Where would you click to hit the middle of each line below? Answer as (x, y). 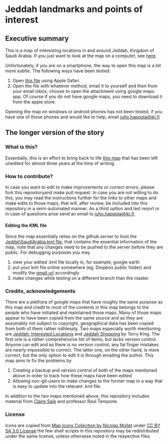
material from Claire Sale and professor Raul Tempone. (62, 401)
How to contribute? (29, 176)
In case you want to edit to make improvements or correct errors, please (80, 187)
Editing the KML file (26, 225)
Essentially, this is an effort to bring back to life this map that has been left (81, 158)
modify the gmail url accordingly (46, 273)
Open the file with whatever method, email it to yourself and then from (85, 86)
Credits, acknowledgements (40, 291)
